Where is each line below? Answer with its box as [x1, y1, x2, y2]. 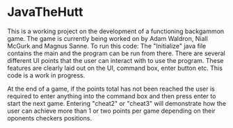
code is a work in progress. [7, 71, 86, 80]
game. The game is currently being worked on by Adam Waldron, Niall [7, 34, 209, 42]
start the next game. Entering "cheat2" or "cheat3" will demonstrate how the [7, 99, 227, 107]
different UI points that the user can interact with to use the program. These [7, 56, 224, 64]
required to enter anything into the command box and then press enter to [7, 91, 216, 100]
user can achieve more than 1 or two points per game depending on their [7, 107, 216, 115]
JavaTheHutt [7, 4, 83, 20]
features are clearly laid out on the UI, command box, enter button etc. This [7, 64, 223, 72]
